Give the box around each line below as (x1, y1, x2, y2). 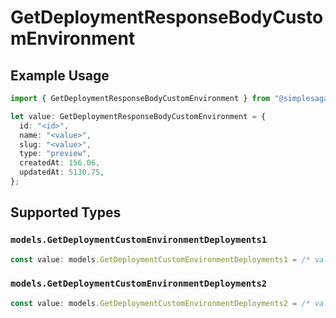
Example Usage (10, 67, 110, 84)
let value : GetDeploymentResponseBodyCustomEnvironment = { (10, 111, 267, 121)
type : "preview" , (19, 149, 92, 159)
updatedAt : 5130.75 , (19, 167, 105, 178)
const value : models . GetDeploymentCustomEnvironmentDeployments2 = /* (10, 298, 311, 308)
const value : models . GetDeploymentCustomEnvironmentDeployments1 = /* (10, 254, 311, 265)
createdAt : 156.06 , (19, 158, 101, 168)
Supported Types (10, 204, 122, 221)
